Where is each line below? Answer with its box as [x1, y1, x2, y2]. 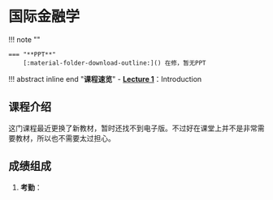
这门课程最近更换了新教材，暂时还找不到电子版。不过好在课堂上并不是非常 [8, 123, 258, 133]
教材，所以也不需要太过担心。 [15, 133, 115, 143]
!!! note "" [8, 34, 41, 45]
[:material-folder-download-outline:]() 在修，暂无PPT [23, 58, 206, 67]
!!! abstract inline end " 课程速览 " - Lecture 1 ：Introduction [8, 74, 202, 83]
